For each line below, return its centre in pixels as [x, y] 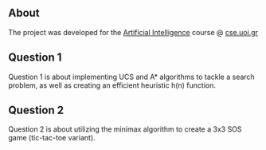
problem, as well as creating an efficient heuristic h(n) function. [112, 85]
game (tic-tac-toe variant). [52, 138]
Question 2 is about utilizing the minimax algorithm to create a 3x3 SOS [125, 129]
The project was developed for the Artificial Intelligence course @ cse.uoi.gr [133, 32]
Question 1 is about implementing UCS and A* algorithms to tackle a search [131, 77]
